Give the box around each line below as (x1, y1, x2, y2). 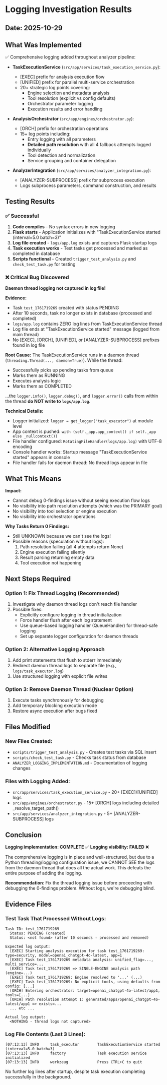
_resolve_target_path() (12, 805, 59, 811)
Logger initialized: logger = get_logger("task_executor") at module (12, 418, 153, 424)
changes (12, 765, 31, 772)
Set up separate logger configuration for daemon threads (20, 633, 138, 639)
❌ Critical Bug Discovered (5, 274, 69, 281)
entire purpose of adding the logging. (5, 870, 83, 876)
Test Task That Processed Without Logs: (5, 915, 106, 922)
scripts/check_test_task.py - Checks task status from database (12, 754, 146, 760)
